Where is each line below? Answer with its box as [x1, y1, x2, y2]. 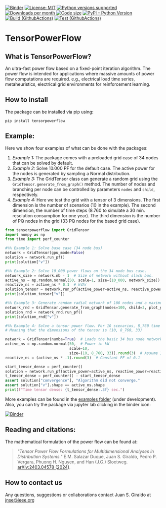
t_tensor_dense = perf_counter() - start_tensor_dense [5, 374, 121, 379]
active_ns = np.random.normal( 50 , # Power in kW [5, 341, 110, 347]
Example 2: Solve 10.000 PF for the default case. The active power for [12, 165, 155, 171]
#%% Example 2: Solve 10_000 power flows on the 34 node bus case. [5, 268, 147, 273]
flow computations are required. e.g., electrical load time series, [5, 76, 135, 82]
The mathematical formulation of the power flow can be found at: [5, 439, 138, 444]
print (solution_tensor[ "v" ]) [5, 292, 65, 297]
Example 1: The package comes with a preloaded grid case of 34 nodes [12, 154, 159, 161]
